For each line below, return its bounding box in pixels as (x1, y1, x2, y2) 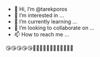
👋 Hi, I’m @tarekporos (14, 6, 67, 12)
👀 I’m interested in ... (14, 12, 64, 19)
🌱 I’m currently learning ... (14, 18, 78, 25)
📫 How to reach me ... (14, 31, 69, 38)
